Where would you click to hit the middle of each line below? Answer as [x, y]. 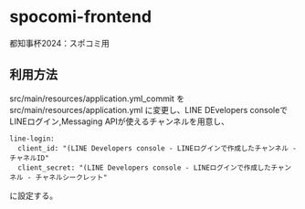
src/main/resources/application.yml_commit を [97, 99]
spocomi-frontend [81, 17]
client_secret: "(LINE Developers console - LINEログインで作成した [144, 167]
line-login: [32, 139]
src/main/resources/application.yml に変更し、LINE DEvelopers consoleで [149, 110]
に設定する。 [33, 195]
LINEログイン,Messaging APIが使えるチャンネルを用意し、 [120, 121]
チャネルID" [29, 158]
